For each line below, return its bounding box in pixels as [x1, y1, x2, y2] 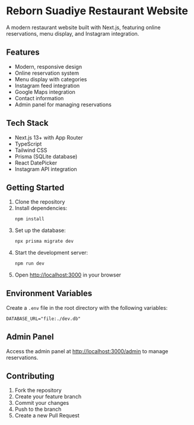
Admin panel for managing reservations [14, 101, 112, 108]
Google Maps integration [14, 88, 76, 96]
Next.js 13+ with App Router [14, 134, 83, 141]
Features [6, 47, 40, 58]
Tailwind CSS [14, 147, 47, 154]
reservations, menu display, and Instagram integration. [6, 30, 139, 37]
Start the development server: [14, 249, 88, 256]
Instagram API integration [14, 165, 77, 173]
